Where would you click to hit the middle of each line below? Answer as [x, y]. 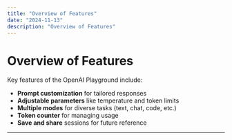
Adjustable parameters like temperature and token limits [98, 100]
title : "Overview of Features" [52, 14]
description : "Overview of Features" [61, 26]
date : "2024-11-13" [35, 20]
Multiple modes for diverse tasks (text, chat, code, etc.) [97, 108]
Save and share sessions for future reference [82, 123]
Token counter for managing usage [68, 116]
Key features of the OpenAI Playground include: [75, 80]
